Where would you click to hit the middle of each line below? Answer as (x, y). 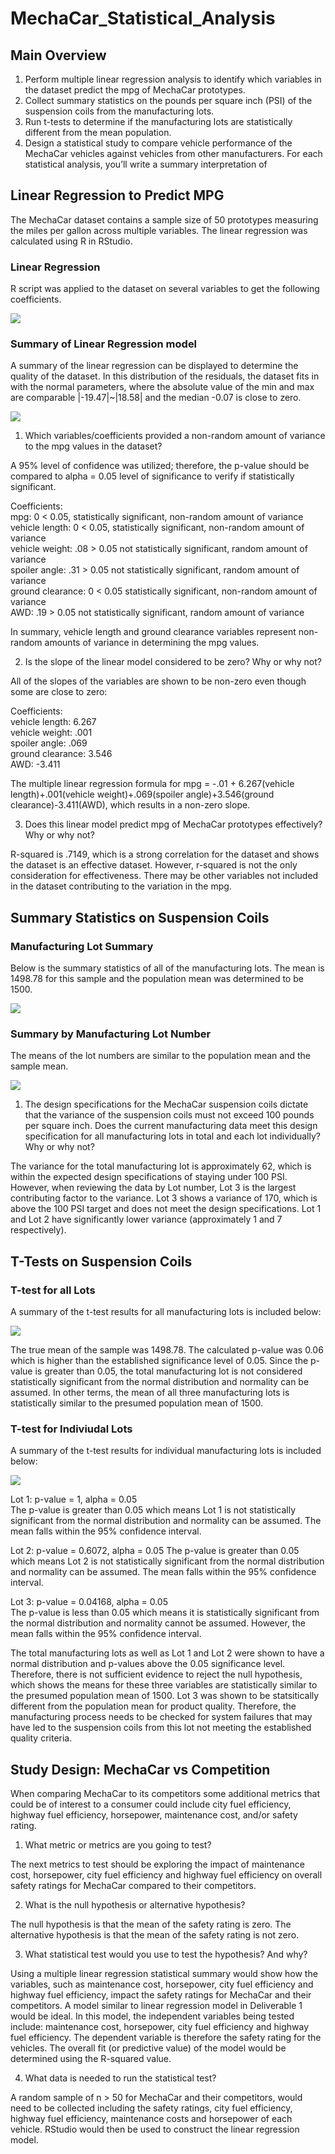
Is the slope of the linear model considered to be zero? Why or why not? (173, 662)
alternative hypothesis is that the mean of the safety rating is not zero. (155, 1935)
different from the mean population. (98, 132)
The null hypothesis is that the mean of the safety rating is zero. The (151, 1924)
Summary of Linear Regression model (104, 344)
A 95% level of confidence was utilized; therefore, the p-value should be (160, 466)
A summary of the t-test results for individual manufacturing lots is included (166, 1451)
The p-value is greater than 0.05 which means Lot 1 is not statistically (153, 1510)
